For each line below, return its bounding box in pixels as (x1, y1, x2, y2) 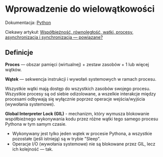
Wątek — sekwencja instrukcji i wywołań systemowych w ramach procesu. (5, 76, 157, 82)
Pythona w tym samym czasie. (5, 121, 67, 127)
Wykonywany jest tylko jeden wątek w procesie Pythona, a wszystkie (12, 131, 153, 136)
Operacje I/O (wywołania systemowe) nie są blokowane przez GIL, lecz (12, 141, 156, 147)
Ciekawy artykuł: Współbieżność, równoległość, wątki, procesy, (5, 29, 134, 35)
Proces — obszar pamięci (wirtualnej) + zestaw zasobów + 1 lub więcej (5, 61, 149, 67)
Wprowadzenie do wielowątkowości (5, 3, 155, 15)
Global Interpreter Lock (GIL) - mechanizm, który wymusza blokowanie (5, 111, 149, 116)
